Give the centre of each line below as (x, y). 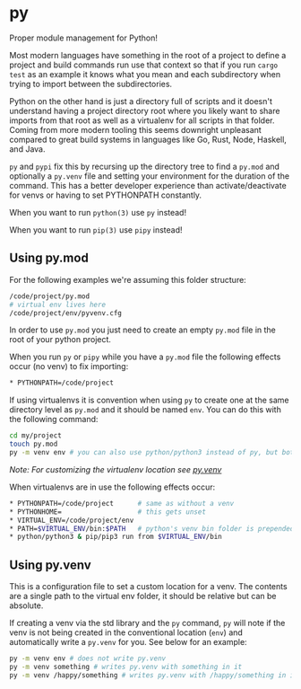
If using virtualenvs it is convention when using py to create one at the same (149, 400)
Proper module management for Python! (84, 38)
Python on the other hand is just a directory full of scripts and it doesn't (141, 101)
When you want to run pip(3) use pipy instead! (96, 230)
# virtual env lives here (57, 305)
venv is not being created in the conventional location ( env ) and (126, 632)
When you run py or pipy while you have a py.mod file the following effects (145, 357)
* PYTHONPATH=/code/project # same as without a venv (122, 503)
